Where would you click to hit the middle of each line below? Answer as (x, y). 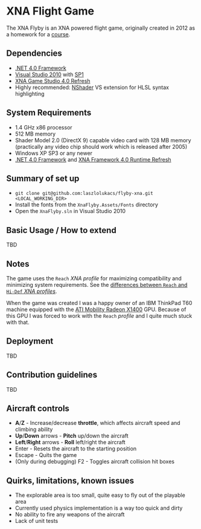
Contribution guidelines (52, 375)
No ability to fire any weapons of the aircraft (70, 514)
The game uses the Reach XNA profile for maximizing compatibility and (94, 278)
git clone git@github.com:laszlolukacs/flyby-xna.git (84, 194)
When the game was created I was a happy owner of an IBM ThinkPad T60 (99, 303)
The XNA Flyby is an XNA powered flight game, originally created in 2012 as (101, 28)
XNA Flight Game (50, 11)
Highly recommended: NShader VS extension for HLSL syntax (92, 87)
